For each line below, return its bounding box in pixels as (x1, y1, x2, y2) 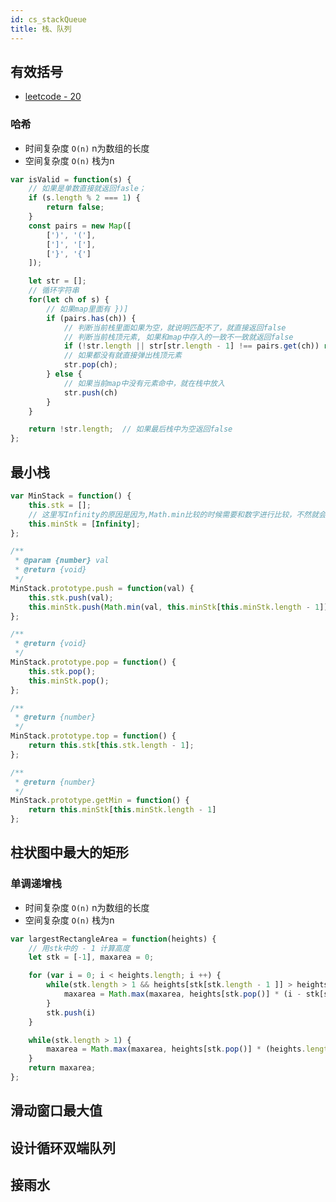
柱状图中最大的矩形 (10, 844, 129, 861)
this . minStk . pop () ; (28, 676, 110, 686)
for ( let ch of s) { (28, 295, 110, 305)
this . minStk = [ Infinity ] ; (28, 519, 141, 529)
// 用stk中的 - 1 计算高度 (28, 943, 130, 953)
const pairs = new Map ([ (28, 221, 132, 231)
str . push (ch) (63, 387, 118, 398)
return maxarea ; (28, 1063, 97, 1073)
